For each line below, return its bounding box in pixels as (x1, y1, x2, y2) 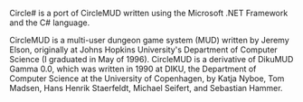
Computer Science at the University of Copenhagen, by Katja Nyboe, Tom (9, 73, 285, 84)
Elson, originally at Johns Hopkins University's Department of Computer (9, 44, 278, 55)
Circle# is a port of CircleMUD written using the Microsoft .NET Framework (9, 8, 289, 18)
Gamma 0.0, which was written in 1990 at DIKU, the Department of (9, 63, 257, 74)
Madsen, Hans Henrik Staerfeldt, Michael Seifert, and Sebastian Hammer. (9, 83, 283, 93)
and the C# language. (9, 17, 90, 28)
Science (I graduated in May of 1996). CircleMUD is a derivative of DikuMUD (9, 54, 294, 64)
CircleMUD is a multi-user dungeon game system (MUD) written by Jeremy (9, 35, 289, 45)
